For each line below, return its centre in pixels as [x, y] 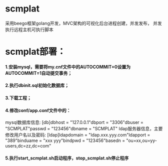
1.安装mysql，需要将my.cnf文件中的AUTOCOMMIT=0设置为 [68, 67]
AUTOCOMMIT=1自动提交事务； [39, 73]
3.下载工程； [18, 98]
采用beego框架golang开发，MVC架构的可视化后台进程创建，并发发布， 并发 [83, 23]
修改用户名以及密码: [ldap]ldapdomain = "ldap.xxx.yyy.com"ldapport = [78, 135]
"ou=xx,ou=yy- [142, 140]
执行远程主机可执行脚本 [29, 29]
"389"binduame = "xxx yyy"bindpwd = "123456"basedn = [65, 140]
